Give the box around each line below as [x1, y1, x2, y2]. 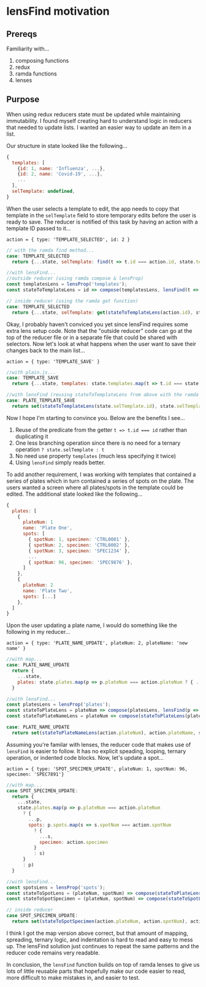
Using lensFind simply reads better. [15, 459, 105, 466]
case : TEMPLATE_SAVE [6, 375, 59, 381]
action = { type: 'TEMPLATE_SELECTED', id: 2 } [6, 236, 131, 243]
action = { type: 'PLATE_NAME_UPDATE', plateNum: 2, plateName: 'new [6, 640, 188, 646]
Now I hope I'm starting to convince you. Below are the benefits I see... [6, 414, 185, 421]
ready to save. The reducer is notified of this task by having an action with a [6, 218, 198, 225]
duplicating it [15, 432, 48, 440]
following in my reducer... [6, 628, 71, 636]
